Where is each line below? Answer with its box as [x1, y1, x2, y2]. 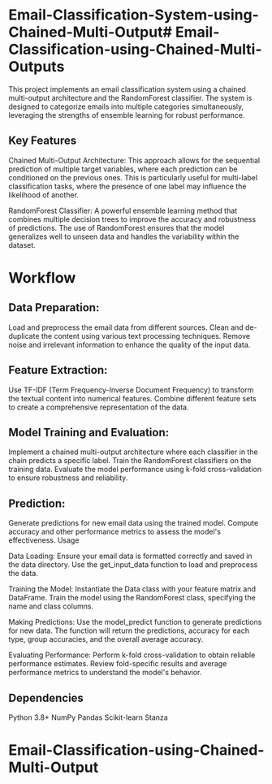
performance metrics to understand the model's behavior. [8, 668, 202, 678]
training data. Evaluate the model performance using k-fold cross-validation [8, 465, 262, 474]
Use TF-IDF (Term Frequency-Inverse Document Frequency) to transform [8, 384, 254, 395]
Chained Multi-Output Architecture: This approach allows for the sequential [8, 155, 261, 165]
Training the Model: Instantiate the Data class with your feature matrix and [8, 584, 257, 594]
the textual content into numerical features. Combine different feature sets [8, 393, 257, 403]
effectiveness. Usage [8, 535, 80, 545]
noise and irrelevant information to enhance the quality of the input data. [8, 340, 251, 349]
